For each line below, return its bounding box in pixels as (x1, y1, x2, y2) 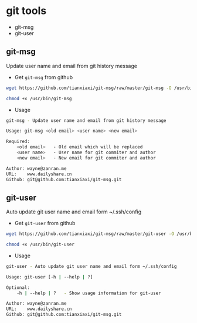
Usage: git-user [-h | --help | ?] (6, 274, 93, 280)
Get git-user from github (14, 220, 76, 227)
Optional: (6, 284, 30, 291)
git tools (6, 4, 47, 18)
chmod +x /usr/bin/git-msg (6, 96, 72, 101)
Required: (6, 139, 30, 145)
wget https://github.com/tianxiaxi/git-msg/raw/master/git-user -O (6, 231, 175, 237)
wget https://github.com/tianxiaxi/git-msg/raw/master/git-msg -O (6, 85, 172, 91)
